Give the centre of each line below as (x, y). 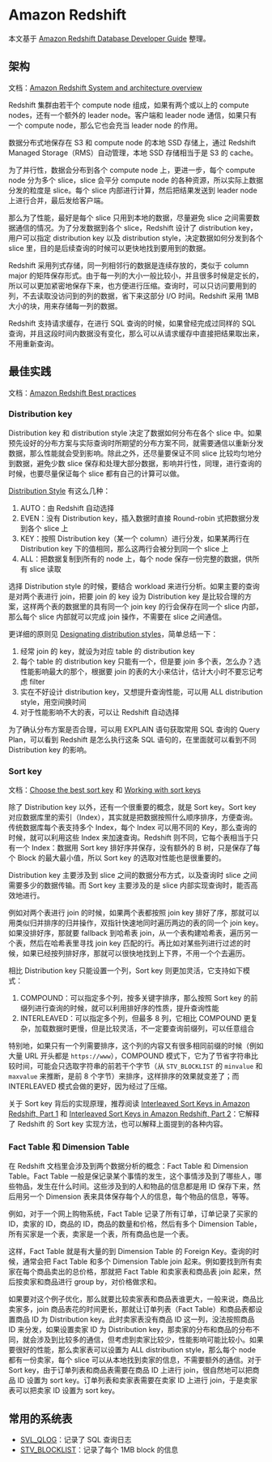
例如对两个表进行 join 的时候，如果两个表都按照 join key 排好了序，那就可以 (134, 913)
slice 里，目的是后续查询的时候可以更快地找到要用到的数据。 (109, 248)
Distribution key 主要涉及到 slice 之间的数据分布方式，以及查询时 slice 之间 (133, 876)
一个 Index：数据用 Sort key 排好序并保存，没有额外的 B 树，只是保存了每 (138, 848)
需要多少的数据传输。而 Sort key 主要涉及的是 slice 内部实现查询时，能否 (130, 885)
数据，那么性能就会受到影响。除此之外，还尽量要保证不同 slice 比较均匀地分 (135, 453)
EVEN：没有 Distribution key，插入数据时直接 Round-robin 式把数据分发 (140, 518)
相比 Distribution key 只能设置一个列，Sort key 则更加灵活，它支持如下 (126, 971)
